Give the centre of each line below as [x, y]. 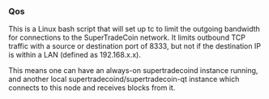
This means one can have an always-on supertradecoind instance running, [133, 71]
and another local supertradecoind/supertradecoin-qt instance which [124, 80]
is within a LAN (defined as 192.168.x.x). [75, 55]
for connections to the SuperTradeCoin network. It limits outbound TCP [127, 37]
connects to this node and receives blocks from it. [92, 88]
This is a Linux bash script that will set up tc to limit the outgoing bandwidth [134, 29]
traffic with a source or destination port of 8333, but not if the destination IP [135, 46]
